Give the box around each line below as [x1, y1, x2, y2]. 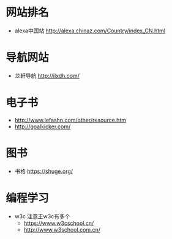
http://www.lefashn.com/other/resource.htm [14, 116, 127, 123]
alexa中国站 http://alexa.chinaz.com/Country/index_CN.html [14, 27, 166, 34]
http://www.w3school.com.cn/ [23, 226, 101, 233]
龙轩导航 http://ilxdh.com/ [14, 72, 80, 79]
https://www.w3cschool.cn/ [23, 219, 94, 227]
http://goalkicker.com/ [14, 123, 71, 130]
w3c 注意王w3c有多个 [14, 212, 70, 220]
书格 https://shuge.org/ [14, 167, 73, 175]
